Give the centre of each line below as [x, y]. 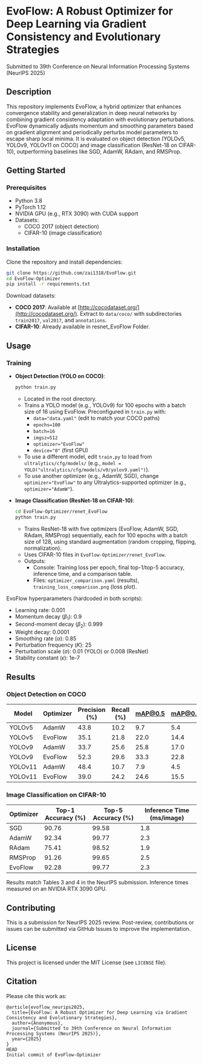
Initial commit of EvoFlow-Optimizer [54, 1055]
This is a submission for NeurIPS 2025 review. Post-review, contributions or [100, 922]
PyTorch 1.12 [31, 207]
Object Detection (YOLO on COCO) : [60, 376]
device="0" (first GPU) [61, 450]
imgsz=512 [45, 438]
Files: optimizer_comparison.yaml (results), [86, 580]
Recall [121, 710]
